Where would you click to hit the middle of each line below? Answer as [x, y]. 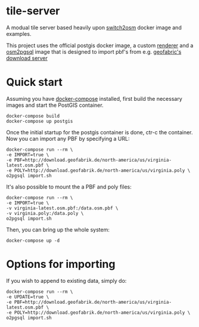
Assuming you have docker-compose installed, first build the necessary [94, 98]
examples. [19, 33]
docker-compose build [33, 116]
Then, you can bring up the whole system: [58, 229]
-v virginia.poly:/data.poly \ [45, 213]
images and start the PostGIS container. [55, 105]
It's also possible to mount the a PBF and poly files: [69, 187]
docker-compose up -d [33, 240]
